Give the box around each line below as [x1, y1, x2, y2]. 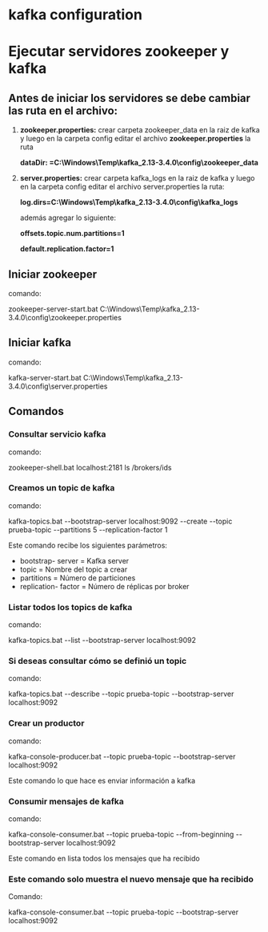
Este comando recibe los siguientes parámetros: [8, 540, 168, 550]
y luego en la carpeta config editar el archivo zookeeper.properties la [19, 134, 251, 144]
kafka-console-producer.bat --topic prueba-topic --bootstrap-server [8, 751, 236, 761]
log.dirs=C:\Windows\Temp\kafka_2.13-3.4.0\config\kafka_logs [19, 197, 238, 207]
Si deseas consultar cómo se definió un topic [8, 656, 187, 667]
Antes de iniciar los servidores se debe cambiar [8, 91, 250, 105]
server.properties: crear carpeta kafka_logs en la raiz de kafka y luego [19, 173, 255, 183]
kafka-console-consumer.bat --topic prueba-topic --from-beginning [8, 829, 234, 839]
